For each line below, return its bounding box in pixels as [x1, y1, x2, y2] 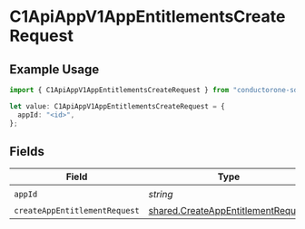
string [148, 187, 174, 200]
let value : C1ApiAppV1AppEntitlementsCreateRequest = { [9, 101, 225, 110]
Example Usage [9, 62, 100, 77]
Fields [9, 143, 45, 159]
